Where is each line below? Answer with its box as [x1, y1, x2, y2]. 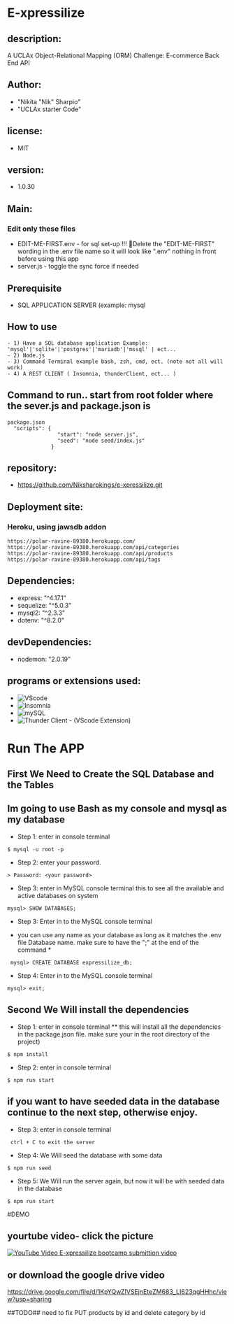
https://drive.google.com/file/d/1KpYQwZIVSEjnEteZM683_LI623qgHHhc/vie [7, 1288, 227, 1296]
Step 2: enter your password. [17, 858, 101, 867]
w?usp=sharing [7, 1295, 52, 1304]
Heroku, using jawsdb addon [7, 522, 107, 532]
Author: [7, 79, 42, 91]
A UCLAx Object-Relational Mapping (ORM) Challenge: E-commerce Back [7, 51, 220, 59]
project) [17, 1037, 41, 1046]
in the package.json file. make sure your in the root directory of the [17, 1030, 210, 1038]
